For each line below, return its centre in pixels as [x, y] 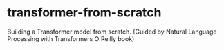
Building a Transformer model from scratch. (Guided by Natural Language [112, 32]
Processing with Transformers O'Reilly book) [71, 38]
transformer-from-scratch [84, 13]
